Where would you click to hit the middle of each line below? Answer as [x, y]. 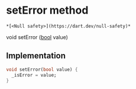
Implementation [36, 56]
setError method [47, 10]
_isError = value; [34, 75]
